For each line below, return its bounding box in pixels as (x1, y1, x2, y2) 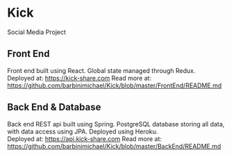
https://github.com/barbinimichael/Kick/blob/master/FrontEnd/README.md (7, 81, 222, 90)
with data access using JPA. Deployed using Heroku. (7, 127, 158, 135)
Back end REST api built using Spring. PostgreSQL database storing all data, (7, 119, 225, 128)
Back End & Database (7, 101, 101, 113)
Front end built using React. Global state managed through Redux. (7, 66, 196, 74)
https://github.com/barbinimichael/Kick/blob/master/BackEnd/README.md (7, 142, 221, 150)
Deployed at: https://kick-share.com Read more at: (7, 74, 152, 82)
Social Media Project (7, 28, 67, 36)
